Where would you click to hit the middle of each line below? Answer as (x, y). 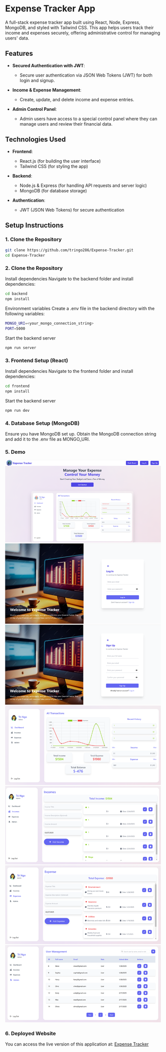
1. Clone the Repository (33, 239)
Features (19, 54)
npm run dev (17, 410)
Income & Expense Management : (47, 90)
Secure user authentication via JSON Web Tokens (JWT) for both (86, 75)
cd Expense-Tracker (25, 256)
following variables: (25, 314)
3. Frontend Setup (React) (37, 360)
